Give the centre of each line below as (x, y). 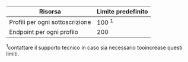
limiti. (13, 54)
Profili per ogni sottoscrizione (50, 22)
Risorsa (50, 11)
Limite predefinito (122, 11)
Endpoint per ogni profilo (44, 32)
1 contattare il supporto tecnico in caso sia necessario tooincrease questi (94, 47)
